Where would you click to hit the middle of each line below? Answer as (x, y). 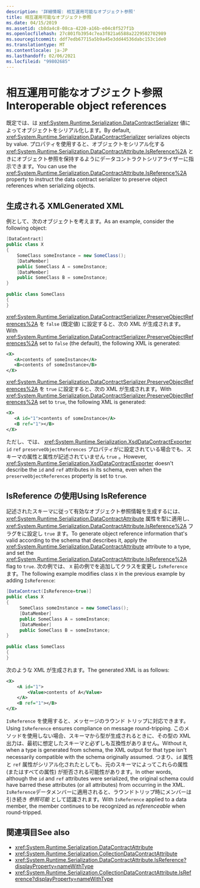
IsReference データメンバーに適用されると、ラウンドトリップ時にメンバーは (99, 792)
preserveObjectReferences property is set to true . (67, 476)
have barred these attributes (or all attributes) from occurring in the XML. (96, 785)
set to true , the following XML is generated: (93, 402)
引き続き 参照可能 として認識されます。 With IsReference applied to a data (96, 799)
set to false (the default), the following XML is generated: (110, 343)
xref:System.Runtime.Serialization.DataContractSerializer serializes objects (98, 137)
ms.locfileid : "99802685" (38, 61)
